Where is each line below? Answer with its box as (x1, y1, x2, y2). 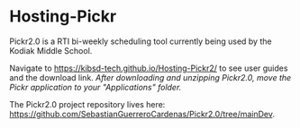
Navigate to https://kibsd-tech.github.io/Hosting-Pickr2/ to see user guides (9, 63, 288, 73)
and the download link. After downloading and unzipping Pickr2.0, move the (9, 72, 292, 82)
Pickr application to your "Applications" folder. (9, 81, 182, 92)
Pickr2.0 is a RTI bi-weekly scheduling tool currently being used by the (9, 36, 272, 47)
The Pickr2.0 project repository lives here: (9, 98, 166, 109)
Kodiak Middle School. (9, 45, 93, 55)
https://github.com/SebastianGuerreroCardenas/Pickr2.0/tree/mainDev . (9, 108, 276, 119)
